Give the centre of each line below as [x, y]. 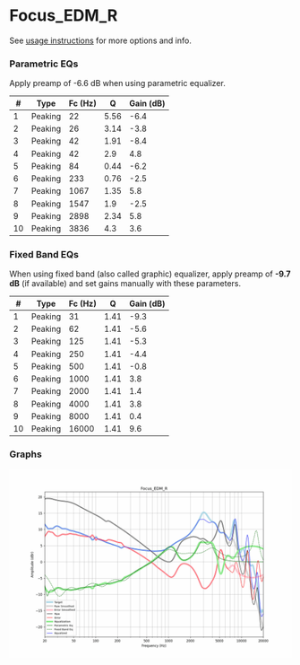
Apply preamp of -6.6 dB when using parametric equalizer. [117, 83]
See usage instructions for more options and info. [101, 40]
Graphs [26, 454]
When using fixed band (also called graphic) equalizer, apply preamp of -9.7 [150, 274]
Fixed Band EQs [44, 254]
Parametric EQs [44, 64]
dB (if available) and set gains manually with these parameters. [125, 284]
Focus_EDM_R [64, 16]
